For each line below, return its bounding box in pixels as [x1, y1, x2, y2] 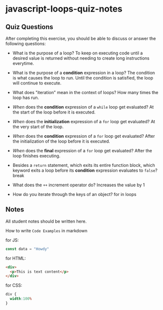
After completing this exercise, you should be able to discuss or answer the [5, 35, 156, 41]
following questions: [5, 41, 46, 47]
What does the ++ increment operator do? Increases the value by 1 [12, 182, 145, 188]
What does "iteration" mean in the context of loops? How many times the [12, 90, 159, 95]
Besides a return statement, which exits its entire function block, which [12, 163, 155, 168]
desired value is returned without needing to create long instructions [12, 55, 150, 61]
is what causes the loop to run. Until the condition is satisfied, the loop [12, 75, 153, 81]
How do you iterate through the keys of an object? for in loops [12, 192, 137, 197]
